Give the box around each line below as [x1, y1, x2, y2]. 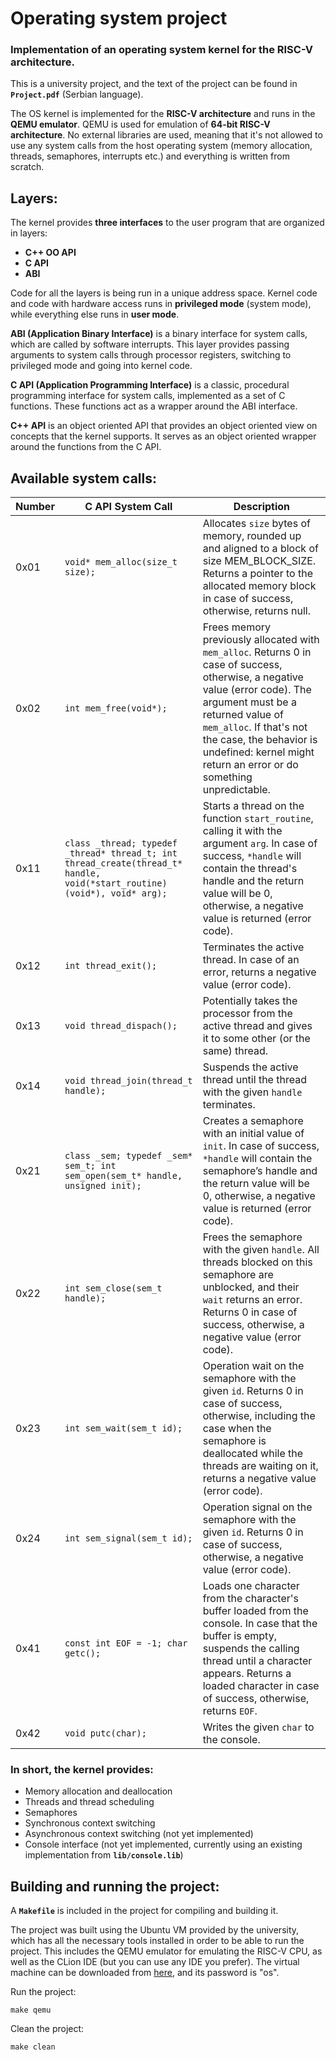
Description [233, 500, 291, 514]
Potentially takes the [202, 994, 298, 1008]
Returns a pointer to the [202, 567, 313, 581]
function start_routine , [202, 812, 314, 826]
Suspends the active [202, 1060, 299, 1074]
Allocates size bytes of [202, 517, 311, 531]
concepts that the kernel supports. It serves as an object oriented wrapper [10, 430, 317, 442]
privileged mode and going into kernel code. [10, 360, 193, 372]
